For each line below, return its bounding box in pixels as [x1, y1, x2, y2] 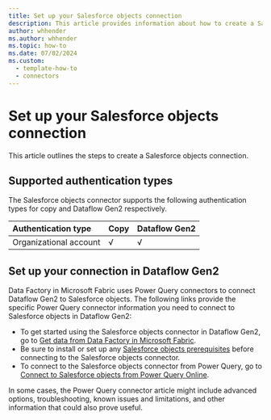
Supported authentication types [8, 174, 173, 187]
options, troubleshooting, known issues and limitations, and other [8, 394, 226, 404]
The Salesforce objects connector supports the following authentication [8, 195, 248, 205]
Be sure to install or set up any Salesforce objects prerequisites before [19, 344, 254, 354]
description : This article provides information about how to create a [8, 19, 254, 27]
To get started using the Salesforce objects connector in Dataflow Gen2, [19, 327, 261, 337]
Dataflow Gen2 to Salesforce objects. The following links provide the [8, 294, 236, 304]
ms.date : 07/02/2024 [8, 49, 78, 57]
